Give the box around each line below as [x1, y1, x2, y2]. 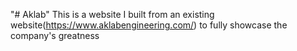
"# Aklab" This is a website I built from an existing [10, 9, 215, 20]
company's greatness [10, 30, 100, 41]
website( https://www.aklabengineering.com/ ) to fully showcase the [10, 19, 288, 31]
